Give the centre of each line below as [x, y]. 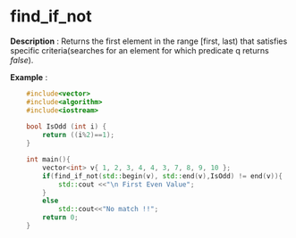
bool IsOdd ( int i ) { [66, 127]
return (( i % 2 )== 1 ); [79, 135]
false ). [22, 60]
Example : [29, 77]
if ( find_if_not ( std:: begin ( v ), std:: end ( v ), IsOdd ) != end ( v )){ [163, 176]
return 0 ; [60, 217]
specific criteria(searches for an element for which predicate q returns [140, 50]
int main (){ [48, 160]
